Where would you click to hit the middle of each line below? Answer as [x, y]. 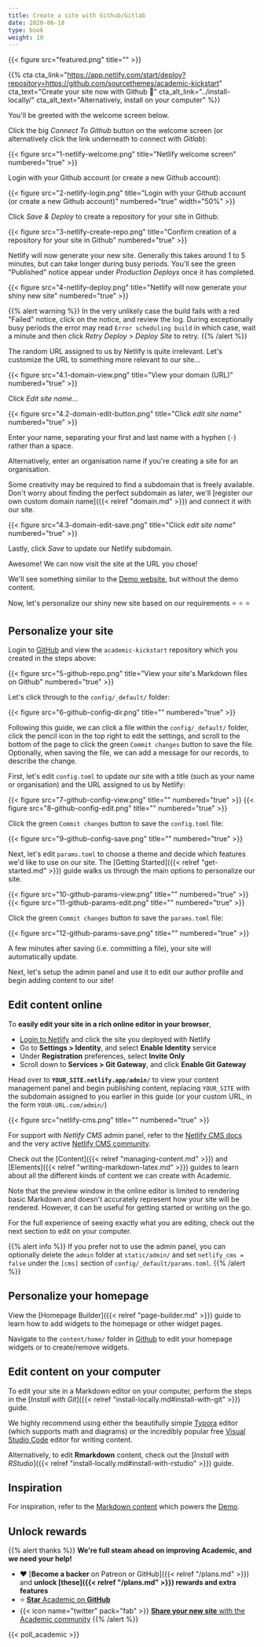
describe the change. [42, 761]
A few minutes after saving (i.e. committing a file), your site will [110, 948]
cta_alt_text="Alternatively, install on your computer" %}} [128, 100]
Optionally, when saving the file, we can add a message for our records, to [128, 753]
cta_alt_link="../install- [194, 92]
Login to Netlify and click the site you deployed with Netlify [115, 1039]
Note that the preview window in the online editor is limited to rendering [124, 1191]
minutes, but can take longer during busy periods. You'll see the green [122, 264]
